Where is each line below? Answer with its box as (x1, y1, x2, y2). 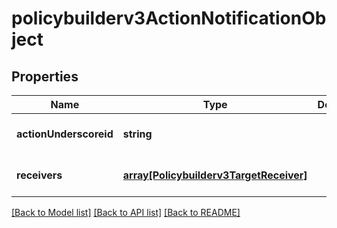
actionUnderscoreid (16, 127, 114, 141)
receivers (16, 168, 63, 182)
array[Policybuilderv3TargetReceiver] (122, 168, 308, 182)
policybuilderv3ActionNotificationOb (11, 7, 327, 30)
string (122, 127, 153, 141)
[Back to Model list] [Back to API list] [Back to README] (11, 207, 241, 218)
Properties (11, 68, 79, 85)
